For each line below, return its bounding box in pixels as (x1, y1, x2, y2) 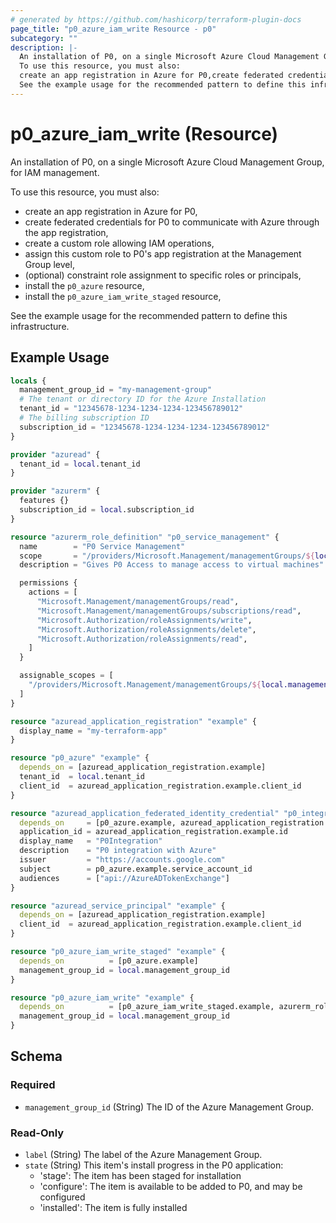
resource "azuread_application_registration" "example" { (10, 716, 257, 726)
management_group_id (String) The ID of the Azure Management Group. (24, 1101, 314, 1113)
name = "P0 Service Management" (19, 541, 186, 551)
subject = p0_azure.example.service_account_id (19, 864, 253, 874)
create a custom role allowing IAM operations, (24, 237, 215, 249)
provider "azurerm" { (10, 486, 101, 496)
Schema (10, 1048, 63, 1065)
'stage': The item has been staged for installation (39, 1169, 242, 1181)
